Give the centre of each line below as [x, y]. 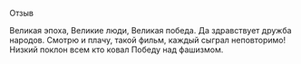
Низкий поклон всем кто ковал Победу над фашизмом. [117, 50]
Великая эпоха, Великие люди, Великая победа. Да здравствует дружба [150, 30]
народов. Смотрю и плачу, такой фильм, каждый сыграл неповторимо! [148, 40]
